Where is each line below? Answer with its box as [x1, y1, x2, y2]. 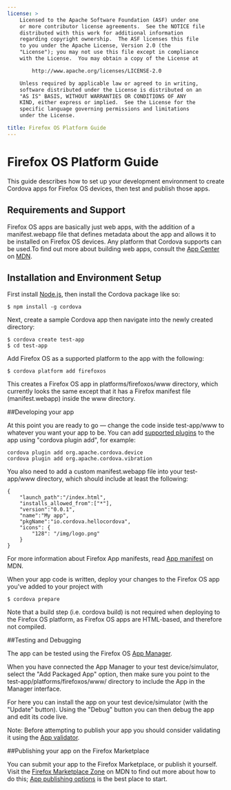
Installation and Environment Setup [7, 272, 162, 284]
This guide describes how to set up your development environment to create [7, 177, 225, 185]
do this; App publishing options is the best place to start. [7, 775, 168, 783]
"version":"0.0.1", [19, 506, 76, 513]
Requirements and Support [7, 204, 125, 216]
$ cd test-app [7, 342, 48, 349]
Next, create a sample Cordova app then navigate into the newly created [7, 315, 213, 324]
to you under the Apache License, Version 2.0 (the [19, 42, 171, 49]
